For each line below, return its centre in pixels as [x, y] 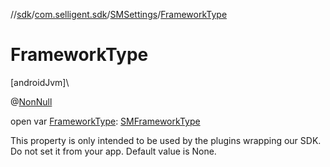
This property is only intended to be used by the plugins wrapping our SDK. [166, 140]
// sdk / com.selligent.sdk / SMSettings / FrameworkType [119, 14]
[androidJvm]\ [40, 82]
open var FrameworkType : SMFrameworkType [105, 121]
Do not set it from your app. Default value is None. [113, 151]
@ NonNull [31, 101]
